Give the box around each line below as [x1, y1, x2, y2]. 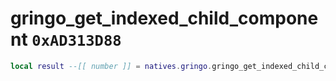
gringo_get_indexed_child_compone [10, 7, 319, 30]
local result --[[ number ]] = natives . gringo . [10, 61, 213, 71]
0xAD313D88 [31, 32, 122, 51]
